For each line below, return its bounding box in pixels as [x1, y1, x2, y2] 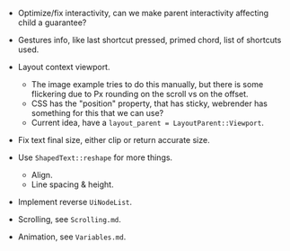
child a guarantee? [17, 17, 87, 28]
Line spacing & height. [31, 179, 114, 190]
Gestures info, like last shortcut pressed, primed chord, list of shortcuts [17, 35, 282, 45]
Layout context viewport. [17, 62, 110, 72]
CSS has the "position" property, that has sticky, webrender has [31, 98, 268, 109]
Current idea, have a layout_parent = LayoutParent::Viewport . [31, 117, 265, 128]
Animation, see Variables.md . [17, 231, 127, 242]
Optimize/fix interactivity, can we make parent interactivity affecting [17, 8, 269, 18]
